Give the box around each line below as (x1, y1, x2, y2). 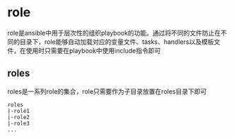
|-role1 (7, 107, 30, 114)
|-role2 (7, 113, 30, 121)
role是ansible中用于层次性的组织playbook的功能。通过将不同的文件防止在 (7, 28, 221, 37)
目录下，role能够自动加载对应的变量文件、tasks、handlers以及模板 (19, 37, 214, 46)
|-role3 (7, 120, 30, 127)
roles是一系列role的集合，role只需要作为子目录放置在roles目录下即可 (7, 87, 207, 96)
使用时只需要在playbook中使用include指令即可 (25, 46, 161, 55)
